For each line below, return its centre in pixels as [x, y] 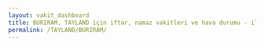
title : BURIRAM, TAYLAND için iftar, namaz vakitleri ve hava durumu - [128, 23]
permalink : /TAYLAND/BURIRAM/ [58, 30]
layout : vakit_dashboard [49, 15]
